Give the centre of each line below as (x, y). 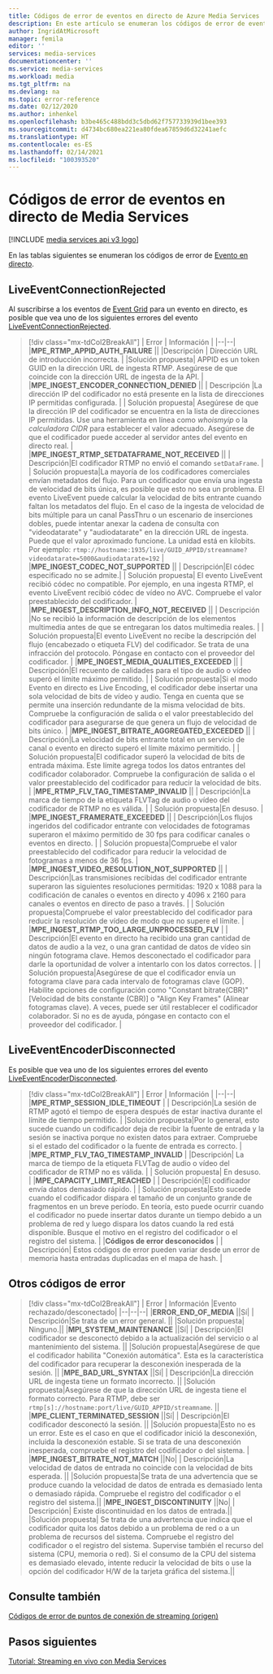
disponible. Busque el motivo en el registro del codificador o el (133, 1232)
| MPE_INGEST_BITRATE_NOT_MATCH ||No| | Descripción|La (131, 1459)
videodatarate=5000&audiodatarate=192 (94, 559)
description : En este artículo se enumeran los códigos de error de (127, 24)
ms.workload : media (41, 76)
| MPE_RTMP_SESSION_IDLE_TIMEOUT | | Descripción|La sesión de (143, 1102)
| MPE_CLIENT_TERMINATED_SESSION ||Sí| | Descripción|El (129, 1415)
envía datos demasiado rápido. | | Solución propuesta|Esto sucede (140, 1189)
